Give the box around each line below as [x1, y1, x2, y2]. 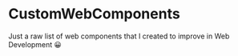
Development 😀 [8, 39, 62, 49]
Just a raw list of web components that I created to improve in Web [8, 31, 230, 41]
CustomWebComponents [8, 5, 180, 23]
